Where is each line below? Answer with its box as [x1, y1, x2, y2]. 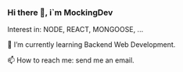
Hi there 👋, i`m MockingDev [7, 7, 113, 18]
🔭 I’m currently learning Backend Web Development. [7, 40, 176, 49]
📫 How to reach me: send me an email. [7, 56, 135, 65]
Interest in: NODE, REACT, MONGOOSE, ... [7, 25, 144, 34]
